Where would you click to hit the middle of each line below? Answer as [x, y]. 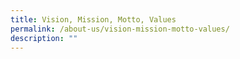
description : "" [44, 38]
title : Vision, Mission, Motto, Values [93, 19]
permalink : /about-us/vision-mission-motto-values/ [120, 29]
